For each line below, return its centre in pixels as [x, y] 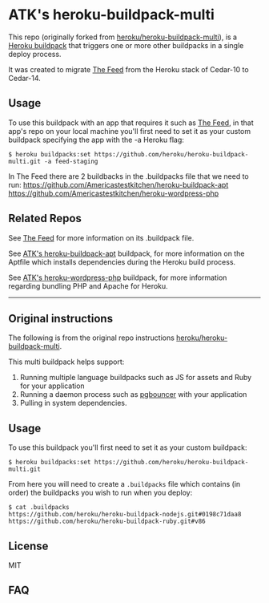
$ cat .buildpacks [39, 508]
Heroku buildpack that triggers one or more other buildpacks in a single [126, 45]
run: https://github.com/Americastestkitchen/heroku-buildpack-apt [118, 184]
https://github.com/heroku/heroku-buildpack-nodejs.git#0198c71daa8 [125, 515]
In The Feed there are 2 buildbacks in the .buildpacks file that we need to [129, 176]
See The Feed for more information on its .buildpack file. [101, 237]
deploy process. [35, 54]
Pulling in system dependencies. [73, 403]
